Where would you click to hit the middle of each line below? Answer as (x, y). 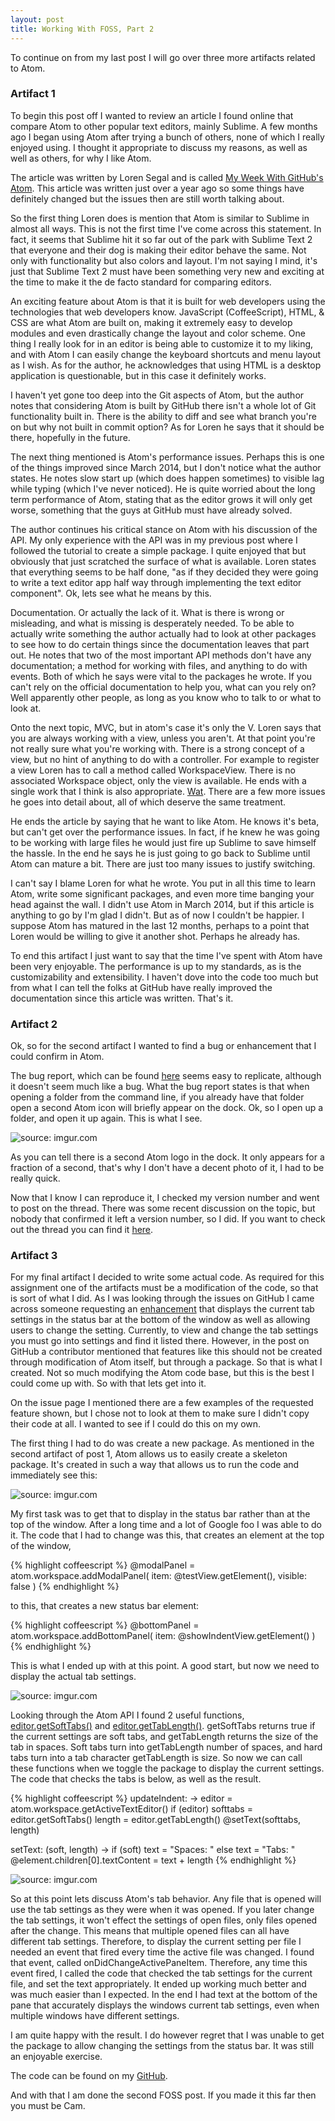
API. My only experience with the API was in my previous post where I (154, 540)
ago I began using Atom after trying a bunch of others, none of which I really (167, 137)
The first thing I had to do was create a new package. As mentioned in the (162, 1443)
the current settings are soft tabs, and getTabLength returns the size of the (164, 1737)
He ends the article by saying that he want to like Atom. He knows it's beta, (165, 821)
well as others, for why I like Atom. (81, 158)
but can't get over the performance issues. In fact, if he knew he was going (165, 832)
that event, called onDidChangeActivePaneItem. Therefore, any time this (159, 1963)
